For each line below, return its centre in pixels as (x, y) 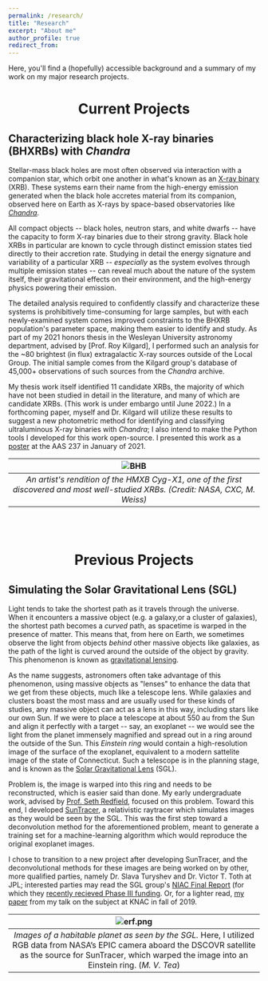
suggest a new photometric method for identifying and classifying (116, 421)
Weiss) (134, 499)
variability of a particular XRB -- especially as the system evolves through (129, 262)
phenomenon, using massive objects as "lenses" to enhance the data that (129, 684)
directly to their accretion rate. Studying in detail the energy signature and (130, 254)
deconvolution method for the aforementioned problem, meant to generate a (134, 827)
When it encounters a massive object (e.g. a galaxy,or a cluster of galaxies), (133, 618)
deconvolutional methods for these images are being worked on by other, (129, 868)
